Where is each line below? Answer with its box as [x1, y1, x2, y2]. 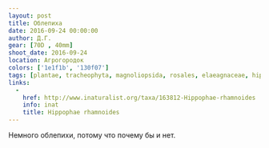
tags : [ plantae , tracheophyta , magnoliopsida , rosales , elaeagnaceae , [8, 71, 249, 79]
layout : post [8, 11, 52, 20]
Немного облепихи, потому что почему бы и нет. [8, 130, 176, 140]
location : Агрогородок [8, 57, 84, 65]
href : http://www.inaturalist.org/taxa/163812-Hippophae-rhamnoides [22, 94, 256, 102]
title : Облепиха [8, 19, 62, 27]
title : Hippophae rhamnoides [22, 109, 120, 117]
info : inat [22, 101, 59, 109]
